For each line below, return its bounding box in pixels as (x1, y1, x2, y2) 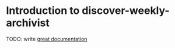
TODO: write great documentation (6, 35, 87, 42)
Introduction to (6, 4, 80, 17)
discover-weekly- (81, 4, 170, 17)
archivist (6, 16, 50, 29)
